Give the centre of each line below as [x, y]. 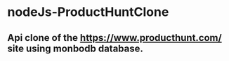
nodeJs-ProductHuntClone [88, 12]
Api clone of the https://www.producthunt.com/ [115, 38]
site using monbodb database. [76, 48]
